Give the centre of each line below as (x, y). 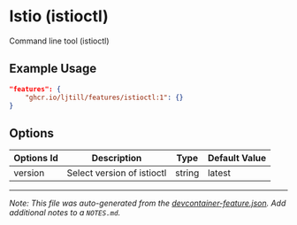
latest (219, 173)
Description (117, 159)
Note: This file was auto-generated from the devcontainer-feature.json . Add (148, 203)
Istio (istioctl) (59, 16)
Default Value (237, 159)
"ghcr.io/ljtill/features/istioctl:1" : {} (104, 97)
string (187, 173)
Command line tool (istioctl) (59, 41)
